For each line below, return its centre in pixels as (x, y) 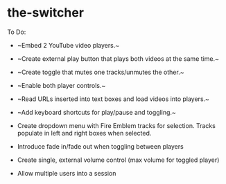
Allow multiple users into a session (67, 173)
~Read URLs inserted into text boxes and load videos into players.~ (113, 99)
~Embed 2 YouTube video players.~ (68, 45)
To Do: (17, 32)
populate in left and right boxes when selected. (84, 133)
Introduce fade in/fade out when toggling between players (100, 146)
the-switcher (46, 13)
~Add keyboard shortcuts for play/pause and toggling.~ (97, 112)
